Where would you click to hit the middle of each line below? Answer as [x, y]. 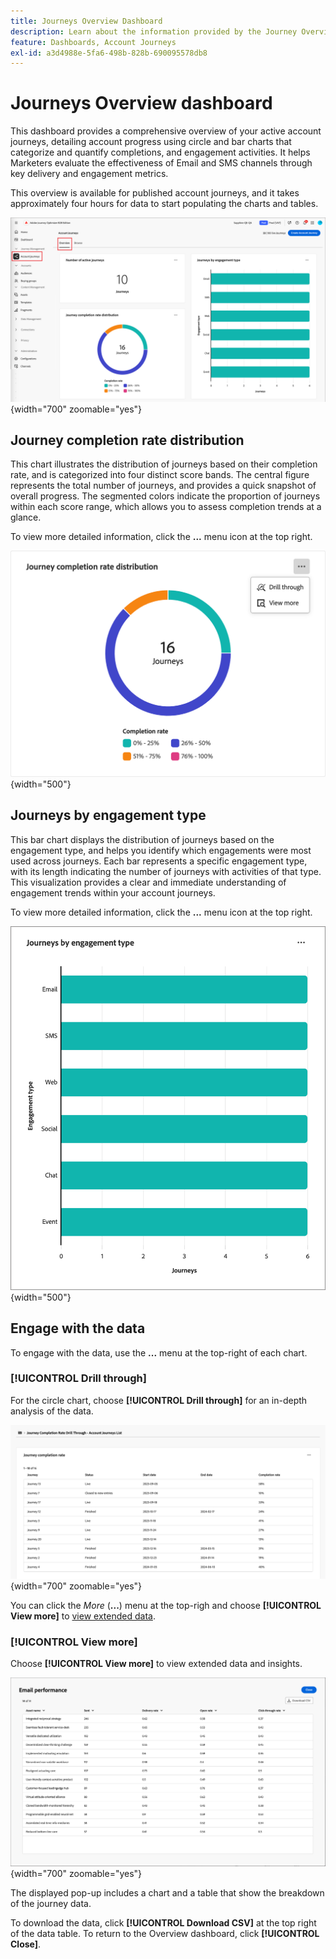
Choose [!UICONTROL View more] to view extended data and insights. [156, 1664]
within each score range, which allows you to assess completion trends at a [166, 507]
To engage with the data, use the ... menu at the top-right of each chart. [159, 1352]
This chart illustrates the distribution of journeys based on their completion [164, 464]
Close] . [26, 1944]
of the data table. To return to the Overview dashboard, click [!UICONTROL [165, 1933]
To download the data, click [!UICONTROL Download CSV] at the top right [163, 1922]
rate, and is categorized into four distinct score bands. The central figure [160, 475]
